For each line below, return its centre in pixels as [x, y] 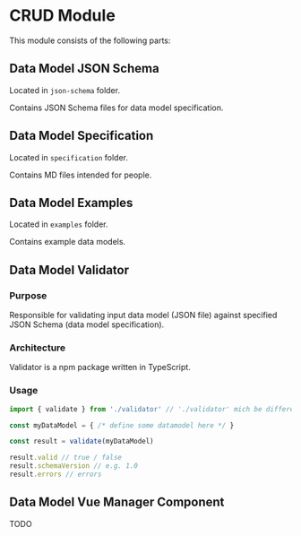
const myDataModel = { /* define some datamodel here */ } [122, 425]
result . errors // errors [56, 475]
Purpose [28, 295]
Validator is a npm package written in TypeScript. [100, 367]
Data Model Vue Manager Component [117, 502]
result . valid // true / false [66, 458]
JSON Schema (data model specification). [87, 324]
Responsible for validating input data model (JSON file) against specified [143, 316]
